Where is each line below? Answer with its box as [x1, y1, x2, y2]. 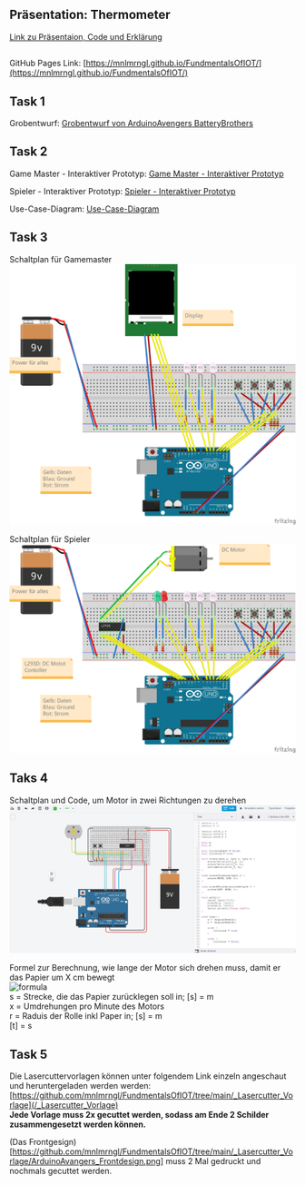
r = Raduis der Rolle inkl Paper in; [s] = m [9, 1011, 163, 1022]
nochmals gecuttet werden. [9, 1166, 112, 1177]
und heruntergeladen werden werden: [9, 1081, 152, 1091]
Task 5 [9, 1046, 48, 1062]
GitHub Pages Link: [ [9, 58, 86, 69]
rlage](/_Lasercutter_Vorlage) [9, 1100, 119, 1111]
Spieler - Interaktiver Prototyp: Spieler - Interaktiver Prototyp [9, 185, 236, 196]
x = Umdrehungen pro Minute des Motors [9, 1001, 165, 1012]
